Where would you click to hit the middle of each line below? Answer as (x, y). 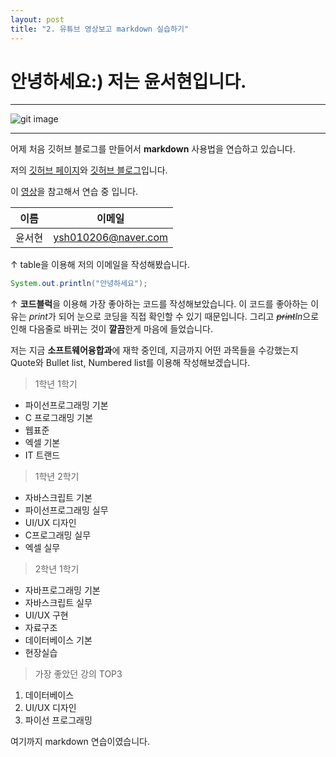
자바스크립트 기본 (58, 498)
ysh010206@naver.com (111, 238)
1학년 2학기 (57, 477)
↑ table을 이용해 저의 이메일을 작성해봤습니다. (100, 265)
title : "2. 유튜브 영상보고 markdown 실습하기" (100, 29)
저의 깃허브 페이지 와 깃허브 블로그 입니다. (89, 170)
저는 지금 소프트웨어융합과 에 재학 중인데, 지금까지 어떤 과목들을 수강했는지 (154, 350)
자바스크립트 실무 (58, 603)
